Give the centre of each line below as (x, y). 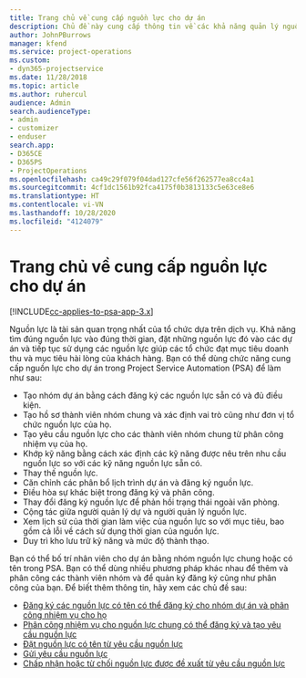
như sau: (26, 377)
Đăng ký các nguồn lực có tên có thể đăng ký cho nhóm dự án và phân (156, 605)
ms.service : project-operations (71, 52)
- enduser (28, 137)
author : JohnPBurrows (51, 35)
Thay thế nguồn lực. (60, 473)
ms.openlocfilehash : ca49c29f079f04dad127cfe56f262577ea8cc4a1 (132, 179)
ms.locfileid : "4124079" (56, 221)
